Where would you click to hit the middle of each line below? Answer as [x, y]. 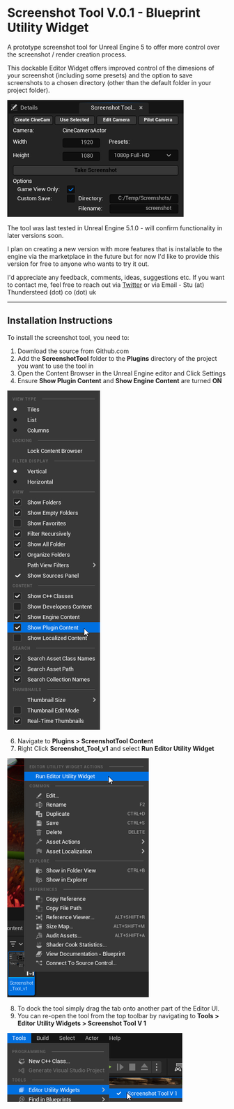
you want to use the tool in [55, 366]
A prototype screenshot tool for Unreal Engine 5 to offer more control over [114, 47]
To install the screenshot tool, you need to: [68, 337]
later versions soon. [36, 235]
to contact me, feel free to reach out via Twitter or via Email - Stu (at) [106, 285]
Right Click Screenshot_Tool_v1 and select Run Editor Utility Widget [116, 748]
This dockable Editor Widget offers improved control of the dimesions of [111, 68]
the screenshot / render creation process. [67, 54]
